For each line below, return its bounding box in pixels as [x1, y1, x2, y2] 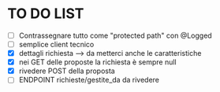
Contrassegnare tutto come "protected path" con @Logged [18, 31, 212, 40]
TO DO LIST [7, 5, 84, 23]
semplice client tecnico [18, 40, 95, 49]
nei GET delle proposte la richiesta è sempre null [18, 57, 177, 67]
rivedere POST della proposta [18, 66, 115, 75]
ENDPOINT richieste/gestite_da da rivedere [18, 75, 159, 85]
